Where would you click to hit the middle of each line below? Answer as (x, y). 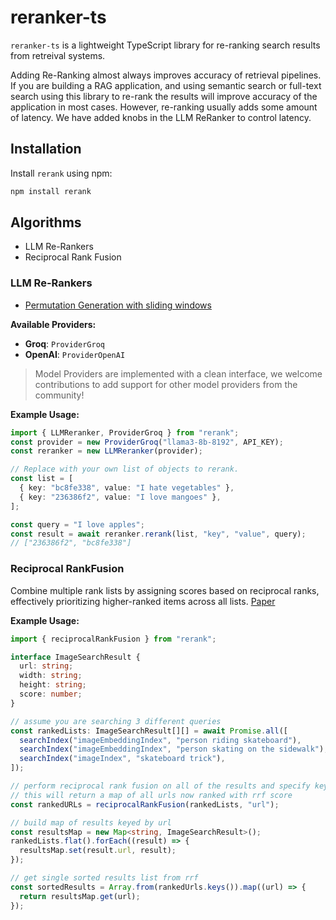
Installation (46, 149)
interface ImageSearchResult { (75, 657)
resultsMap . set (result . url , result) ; (98, 851)
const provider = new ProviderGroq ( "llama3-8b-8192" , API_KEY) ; (147, 442)
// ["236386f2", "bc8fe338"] (71, 543)
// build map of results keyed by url (91, 822)
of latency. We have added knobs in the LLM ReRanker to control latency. (161, 117)
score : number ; (51, 694)
